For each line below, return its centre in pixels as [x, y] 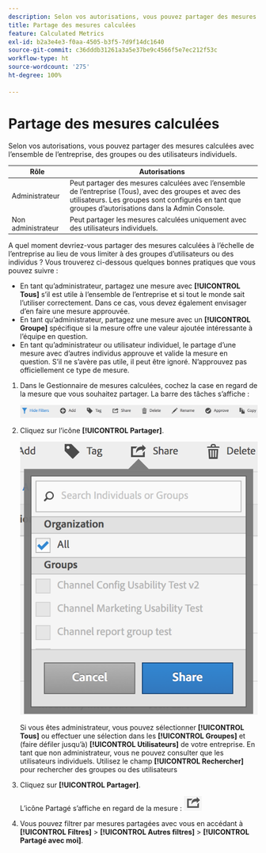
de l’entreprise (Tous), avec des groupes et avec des [156, 192]
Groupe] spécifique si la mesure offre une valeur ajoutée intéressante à [136, 328]
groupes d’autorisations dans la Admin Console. [148, 208]
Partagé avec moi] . [51, 840]
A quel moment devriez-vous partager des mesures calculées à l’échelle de [131, 246]
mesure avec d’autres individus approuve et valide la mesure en [123, 353]
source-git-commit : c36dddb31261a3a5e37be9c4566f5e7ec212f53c [113, 50]
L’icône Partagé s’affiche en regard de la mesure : [101, 809]
